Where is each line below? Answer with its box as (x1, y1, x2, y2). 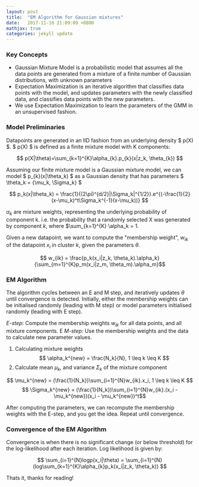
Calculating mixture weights (14, 345, 83, 352)
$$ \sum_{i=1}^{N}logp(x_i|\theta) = (37, 457, 125, 464)
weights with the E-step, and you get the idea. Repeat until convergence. (6, 410, 185, 417)
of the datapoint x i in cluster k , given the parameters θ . (6, 242, 141, 250)
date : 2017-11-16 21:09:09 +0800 (6, 20, 94, 26)
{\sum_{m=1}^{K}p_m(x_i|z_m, (34, 261, 109, 268)
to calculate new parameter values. (6, 334, 92, 341)
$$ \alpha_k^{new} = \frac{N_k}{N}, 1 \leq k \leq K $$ (39, 355, 170, 362)
